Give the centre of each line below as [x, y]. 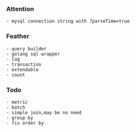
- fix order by [25, 123]
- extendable [22, 70]
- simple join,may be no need [44, 112]
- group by [20, 118]
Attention [20, 9]
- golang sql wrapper [33, 54]
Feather [18, 36]
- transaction [24, 65]
